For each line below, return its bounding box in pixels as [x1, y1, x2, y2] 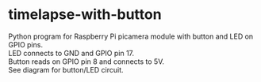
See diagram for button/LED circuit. [8, 65, 125, 74]
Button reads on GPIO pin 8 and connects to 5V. [8, 57, 165, 66]
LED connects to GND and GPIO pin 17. [8, 48, 135, 58]
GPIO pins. [8, 39, 44, 49]
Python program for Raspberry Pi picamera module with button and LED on [8, 32, 254, 41]
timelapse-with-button [8, 6, 162, 24]
